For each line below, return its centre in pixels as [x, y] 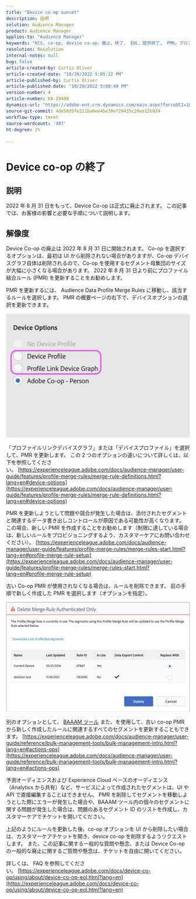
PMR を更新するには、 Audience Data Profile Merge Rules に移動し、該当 [94, 290]
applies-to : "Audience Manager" [45, 37]
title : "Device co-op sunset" [43, 12]
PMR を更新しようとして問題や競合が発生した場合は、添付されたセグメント [97, 513]
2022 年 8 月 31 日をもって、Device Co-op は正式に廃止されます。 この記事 [97, 206]
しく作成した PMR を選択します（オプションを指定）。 [86, 593]
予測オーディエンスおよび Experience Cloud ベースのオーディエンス [87, 780]
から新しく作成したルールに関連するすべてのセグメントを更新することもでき [98, 729]
